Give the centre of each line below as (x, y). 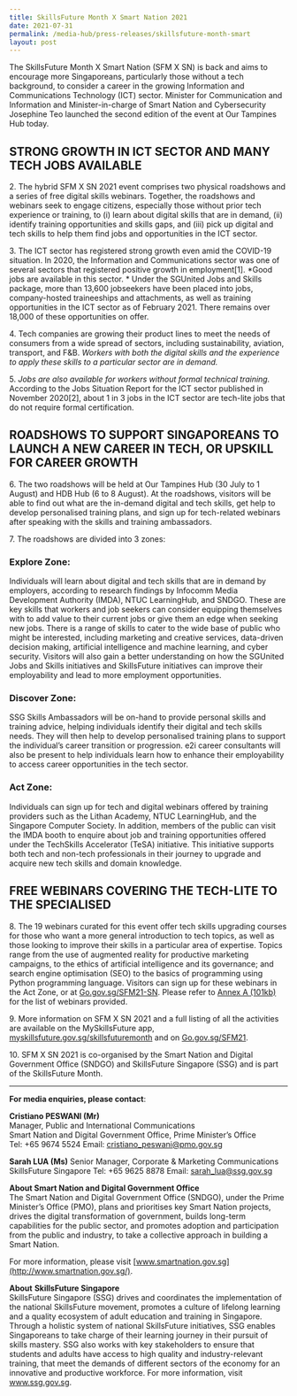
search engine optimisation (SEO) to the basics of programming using (136, 973)
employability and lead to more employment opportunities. (115, 675)
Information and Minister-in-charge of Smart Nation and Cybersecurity (138, 105)
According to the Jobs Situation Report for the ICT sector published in (136, 389)
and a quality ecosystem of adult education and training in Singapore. (136, 1316)
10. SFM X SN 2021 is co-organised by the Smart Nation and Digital (131, 1054)
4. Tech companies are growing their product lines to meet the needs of (140, 334)
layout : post (33, 42)
